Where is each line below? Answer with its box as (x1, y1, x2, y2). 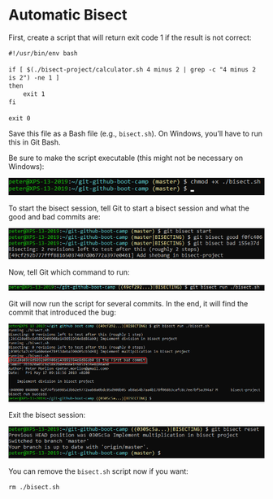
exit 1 (23, 89, 45, 98)
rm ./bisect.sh (8, 484, 60, 492)
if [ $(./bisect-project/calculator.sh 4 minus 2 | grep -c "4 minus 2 (8, 65, 256, 74)
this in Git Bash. (8, 137, 61, 147)
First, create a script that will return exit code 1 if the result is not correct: (8, 33, 252, 42)
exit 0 (8, 114, 31, 123)
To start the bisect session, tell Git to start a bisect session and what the (8, 203, 249, 213)
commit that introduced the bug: (8, 307, 116, 317)
